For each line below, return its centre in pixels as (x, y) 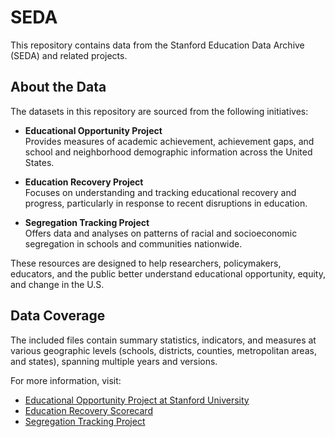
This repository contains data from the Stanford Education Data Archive (157, 45)
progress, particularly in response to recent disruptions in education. (166, 203)
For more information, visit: (66, 380)
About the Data (58, 87)
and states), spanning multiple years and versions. (114, 361)
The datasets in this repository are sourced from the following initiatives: (159, 111)
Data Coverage (58, 316)
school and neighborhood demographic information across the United (168, 152)
